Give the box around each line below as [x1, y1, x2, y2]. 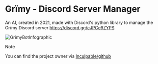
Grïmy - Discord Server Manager [5, 3, 141, 15]
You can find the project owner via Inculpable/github [5, 53, 111, 59]
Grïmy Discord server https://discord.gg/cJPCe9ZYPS [5, 24, 115, 30]
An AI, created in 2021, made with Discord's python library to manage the [5, 20, 153, 25]
